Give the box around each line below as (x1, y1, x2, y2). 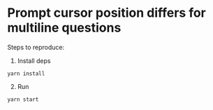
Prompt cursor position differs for (7, 5, 206, 21)
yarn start (7, 96, 39, 103)
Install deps (17, 56, 51, 64)
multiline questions (7, 20, 122, 36)
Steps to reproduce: (7, 43, 65, 51)
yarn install (7, 70, 45, 77)
